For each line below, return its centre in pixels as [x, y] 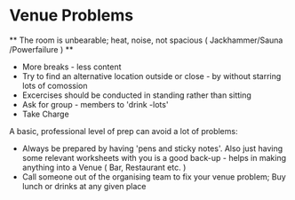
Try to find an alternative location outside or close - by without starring [151, 76]
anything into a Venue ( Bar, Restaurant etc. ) [104, 167]
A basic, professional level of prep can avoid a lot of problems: [124, 131]
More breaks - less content [72, 67]
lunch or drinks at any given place [84, 186]
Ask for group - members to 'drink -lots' [95, 104]
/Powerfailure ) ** [41, 49]
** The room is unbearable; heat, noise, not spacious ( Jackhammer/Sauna [146, 40]
